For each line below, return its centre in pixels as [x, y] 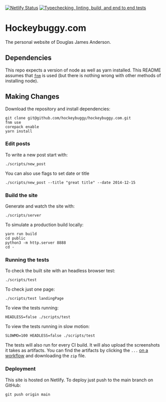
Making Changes [32, 96]
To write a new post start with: [36, 155]
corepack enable [22, 127]
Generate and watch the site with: [40, 206]
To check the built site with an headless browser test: [60, 271]
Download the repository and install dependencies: [58, 109]
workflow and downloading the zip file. [46, 356]
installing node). [22, 81]
